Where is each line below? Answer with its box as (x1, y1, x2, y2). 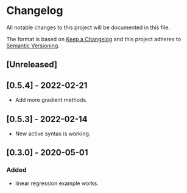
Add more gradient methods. (15, 96, 88, 104)
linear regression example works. (15, 180, 99, 187)
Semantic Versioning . (6, 42, 60, 49)
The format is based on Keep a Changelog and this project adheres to (6, 35, 182, 42)
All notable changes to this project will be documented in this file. (6, 24, 171, 31)
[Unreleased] (6, 59, 58, 70)
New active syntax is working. (15, 130, 91, 137)
